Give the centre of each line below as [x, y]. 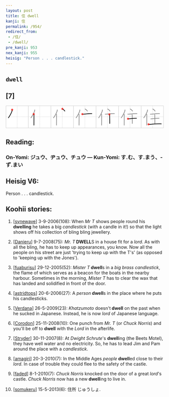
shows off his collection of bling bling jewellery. [62, 232]
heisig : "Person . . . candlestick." [45, 58]
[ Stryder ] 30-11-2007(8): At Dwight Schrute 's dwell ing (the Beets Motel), [88, 338]
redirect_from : [22, 32]
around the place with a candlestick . [50, 349]
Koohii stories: [29, 209]
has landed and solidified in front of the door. [59, 283]
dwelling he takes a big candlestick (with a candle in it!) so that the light [87, 227]
